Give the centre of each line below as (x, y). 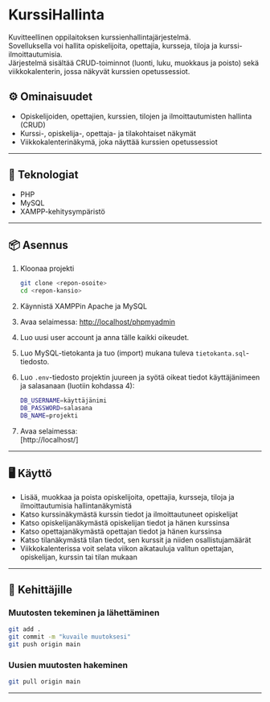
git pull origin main (45, 682)
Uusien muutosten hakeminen (68, 665)
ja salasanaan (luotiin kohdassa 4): (77, 386)
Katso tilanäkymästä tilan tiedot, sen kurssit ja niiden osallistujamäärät (135, 540)
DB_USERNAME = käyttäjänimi (63, 401)
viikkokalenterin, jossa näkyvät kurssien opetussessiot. (99, 71)
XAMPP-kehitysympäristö (63, 211)
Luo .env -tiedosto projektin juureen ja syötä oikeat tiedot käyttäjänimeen (140, 377)
